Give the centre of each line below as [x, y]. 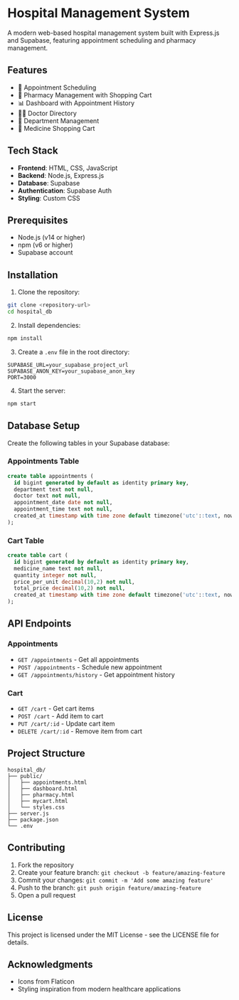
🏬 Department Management [58, 121]
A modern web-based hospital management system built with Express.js [113, 33]
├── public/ [25, 776]
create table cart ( [38, 555]
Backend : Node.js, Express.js [61, 175]
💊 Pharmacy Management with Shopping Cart [85, 95]
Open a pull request [47, 895]
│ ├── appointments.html [47, 782]
